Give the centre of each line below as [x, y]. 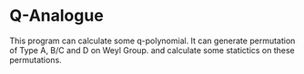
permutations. [35, 60]
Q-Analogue [57, 16]
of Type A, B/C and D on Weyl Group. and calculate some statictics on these [152, 50]
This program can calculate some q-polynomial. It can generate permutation [152, 41]
